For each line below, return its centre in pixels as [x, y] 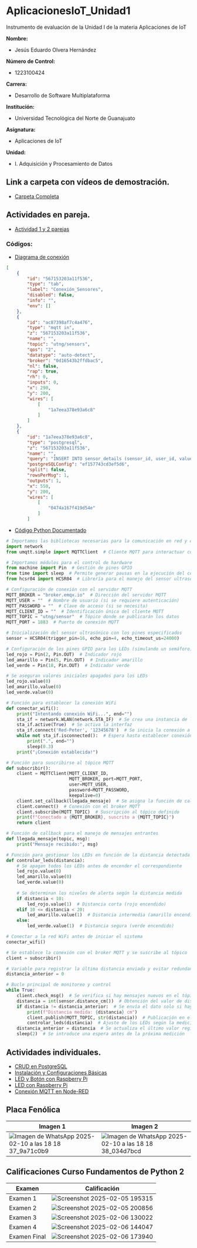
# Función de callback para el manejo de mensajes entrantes [82, 833]
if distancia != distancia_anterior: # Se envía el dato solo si [99, 1007]
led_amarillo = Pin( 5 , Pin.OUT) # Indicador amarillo [74, 660]
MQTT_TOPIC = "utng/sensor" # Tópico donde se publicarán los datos [93, 617]
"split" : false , [47, 470]
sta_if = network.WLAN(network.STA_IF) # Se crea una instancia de [102, 719]
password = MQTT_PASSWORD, [99, 790]
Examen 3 [23, 1217]
